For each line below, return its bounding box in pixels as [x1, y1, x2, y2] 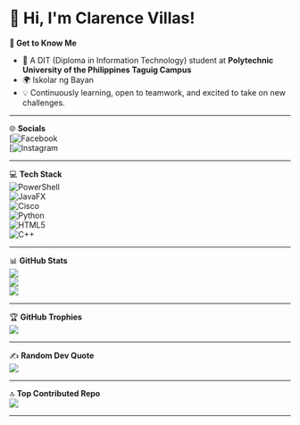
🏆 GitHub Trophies [9, 312, 83, 322]
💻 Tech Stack [9, 169, 62, 179]
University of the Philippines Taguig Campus [21, 64, 192, 75]
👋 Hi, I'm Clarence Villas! [9, 8, 196, 29]
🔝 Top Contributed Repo [9, 387, 101, 398]
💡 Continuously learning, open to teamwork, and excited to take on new [21, 87, 286, 97]
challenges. [21, 97, 65, 108]
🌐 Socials [9, 122, 46, 133]
